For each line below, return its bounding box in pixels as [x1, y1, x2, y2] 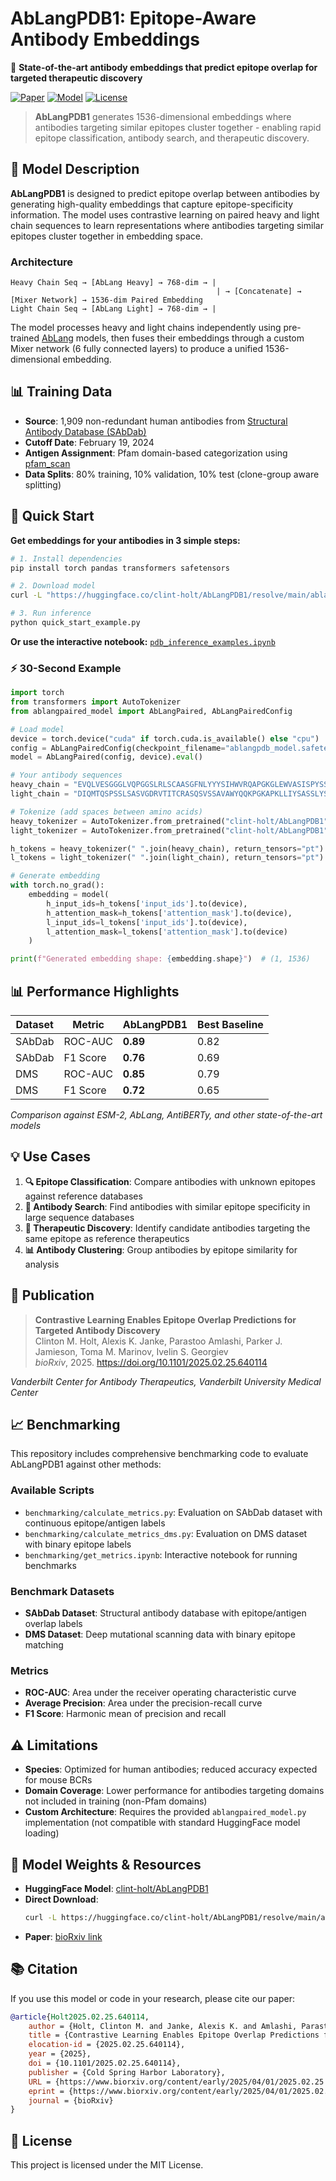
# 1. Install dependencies [10, 553, 123, 564]
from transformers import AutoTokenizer [10, 697, 182, 707]
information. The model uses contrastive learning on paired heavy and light [10, 208, 320, 221]
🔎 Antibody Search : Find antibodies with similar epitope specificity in [24, 1200, 311, 1212]
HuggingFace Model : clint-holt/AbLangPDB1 [24, 1882, 209, 1894]
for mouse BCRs [24, 1774, 93, 1786]
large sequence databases [24, 1211, 135, 1223]
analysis [24, 1258, 60, 1270]
